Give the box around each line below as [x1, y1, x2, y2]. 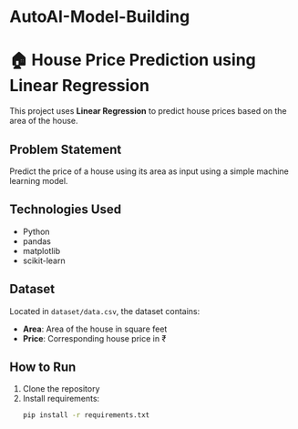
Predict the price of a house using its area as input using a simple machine [9, 166, 290, 177]
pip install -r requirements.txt [22, 411, 150, 420]
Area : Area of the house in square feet [22, 323, 168, 334]
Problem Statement [9, 141, 122, 157]
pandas [22, 235, 52, 247]
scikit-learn [22, 255, 66, 266]
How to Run [9, 359, 77, 374]
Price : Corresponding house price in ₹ [22, 332, 167, 343]
